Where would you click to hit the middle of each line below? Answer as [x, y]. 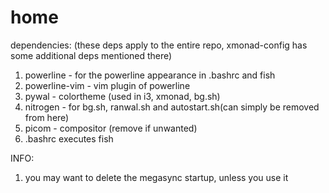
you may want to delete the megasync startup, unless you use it [156, 177]
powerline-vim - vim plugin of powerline [107, 85]
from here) [47, 117]
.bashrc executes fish [69, 138]
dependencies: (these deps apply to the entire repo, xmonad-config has [159, 45]
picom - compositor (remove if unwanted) [111, 128]
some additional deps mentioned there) [91, 55]
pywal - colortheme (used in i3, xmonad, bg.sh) [122, 96]
